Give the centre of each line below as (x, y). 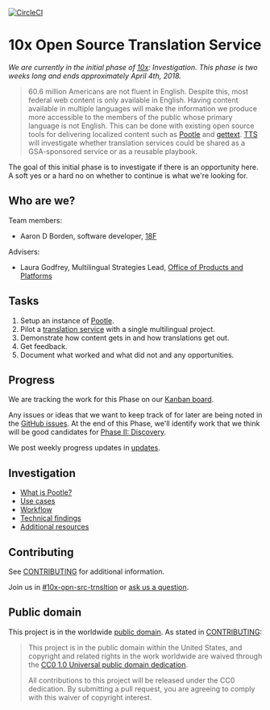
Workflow (36, 510)
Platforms (36, 276)
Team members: (35, 220)
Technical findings (51, 518)
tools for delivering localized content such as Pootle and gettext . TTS (143, 134)
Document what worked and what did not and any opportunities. (127, 355)
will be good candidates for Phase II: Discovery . (87, 432)
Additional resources (54, 527)
